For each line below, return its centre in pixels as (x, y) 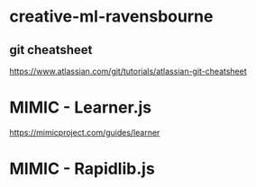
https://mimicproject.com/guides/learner (85, 132)
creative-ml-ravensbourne (111, 17)
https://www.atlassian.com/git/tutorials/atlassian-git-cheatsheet (128, 71)
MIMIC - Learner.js (80, 107)
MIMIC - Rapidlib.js (82, 169)
